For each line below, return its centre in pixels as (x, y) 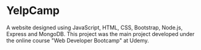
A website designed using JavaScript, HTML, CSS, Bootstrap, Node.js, (94, 27)
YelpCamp (33, 11)
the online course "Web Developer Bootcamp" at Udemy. (78, 40)
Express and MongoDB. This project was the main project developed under (100, 34)
